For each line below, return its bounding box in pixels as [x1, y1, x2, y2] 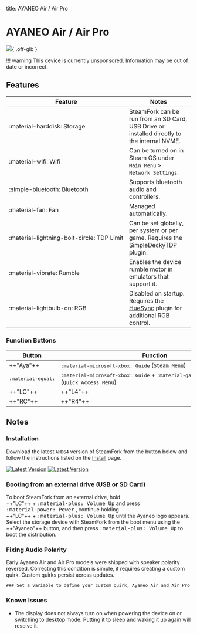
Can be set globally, [128, 219, 184, 227]
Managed [128, 202, 155, 210]
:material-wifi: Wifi [9, 157, 60, 165]
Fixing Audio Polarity [6, 545, 67, 554]
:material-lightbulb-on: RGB [9, 304, 87, 312]
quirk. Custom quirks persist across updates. [6, 571, 115, 578]
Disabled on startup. [128, 289, 185, 297]
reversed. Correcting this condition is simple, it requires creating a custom [6, 565, 185, 572]
